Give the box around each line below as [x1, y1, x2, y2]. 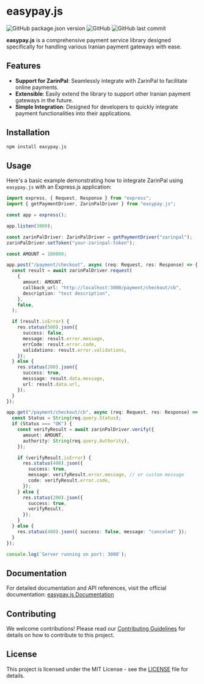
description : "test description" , [22, 290, 111, 297]
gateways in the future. [15, 96, 74, 104]
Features [6, 61, 41, 71]
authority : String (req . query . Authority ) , [22, 438, 130, 444]
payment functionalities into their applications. [15, 109, 132, 117]
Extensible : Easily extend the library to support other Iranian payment [15, 90, 191, 97]
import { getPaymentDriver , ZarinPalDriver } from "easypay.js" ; [6, 201, 176, 207]
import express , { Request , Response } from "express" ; [6, 195, 151, 202]
